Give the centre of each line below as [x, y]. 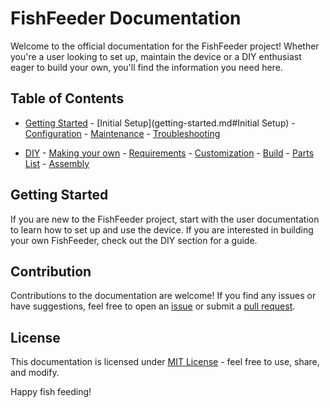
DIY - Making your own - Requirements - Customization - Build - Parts [169, 153]
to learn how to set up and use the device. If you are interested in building [162, 229]
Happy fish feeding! [51, 392]
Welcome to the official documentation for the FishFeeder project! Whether [165, 46]
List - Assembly [57, 163]
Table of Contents [67, 98]
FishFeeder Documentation [126, 18]
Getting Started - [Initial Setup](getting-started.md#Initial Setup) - [160, 123]
